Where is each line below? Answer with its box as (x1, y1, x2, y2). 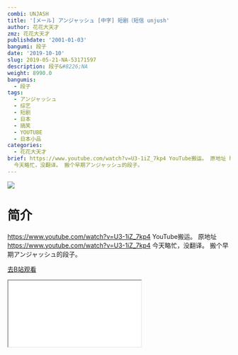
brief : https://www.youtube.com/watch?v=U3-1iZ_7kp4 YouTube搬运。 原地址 (7, 155, 227, 163)
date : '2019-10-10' (7, 50, 65, 57)
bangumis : (7, 76, 37, 83)
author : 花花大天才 (7, 23, 59, 30)
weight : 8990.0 (7, 69, 52, 76)
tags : (7, 89, 23, 96)
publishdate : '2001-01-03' (7, 37, 87, 44)
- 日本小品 (13, 135, 42, 142)
